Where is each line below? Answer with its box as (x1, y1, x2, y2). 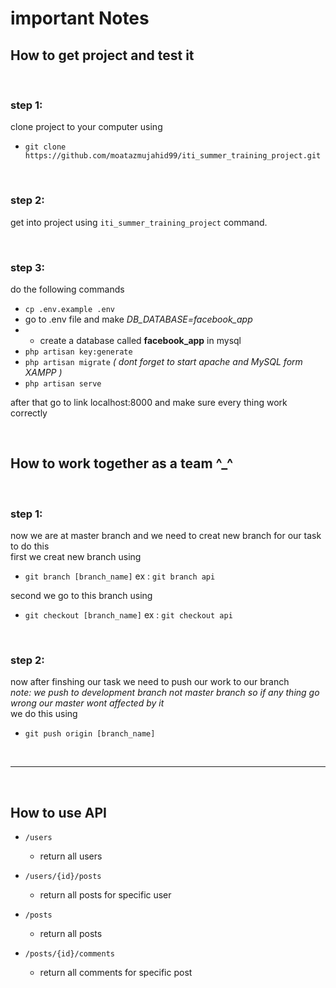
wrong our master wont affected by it (10, 697, 165, 709)
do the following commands (10, 283, 125, 295)
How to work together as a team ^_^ (10, 455, 234, 472)
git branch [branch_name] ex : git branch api (24, 570, 216, 582)
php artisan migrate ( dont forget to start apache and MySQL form (24, 355, 303, 367)
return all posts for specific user (39, 889, 172, 901)
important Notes (10, 7, 150, 30)
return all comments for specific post (39, 967, 193, 979)
